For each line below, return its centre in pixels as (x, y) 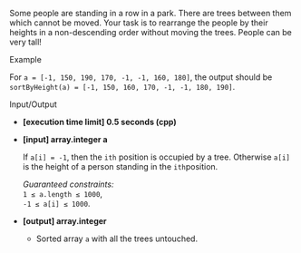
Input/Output (33, 104)
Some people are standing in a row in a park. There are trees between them (150, 13)
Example (26, 59)
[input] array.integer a (65, 139)
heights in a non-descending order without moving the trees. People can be (150, 32)
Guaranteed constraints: (68, 184)
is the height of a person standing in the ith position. (120, 166)
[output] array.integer (64, 221)
